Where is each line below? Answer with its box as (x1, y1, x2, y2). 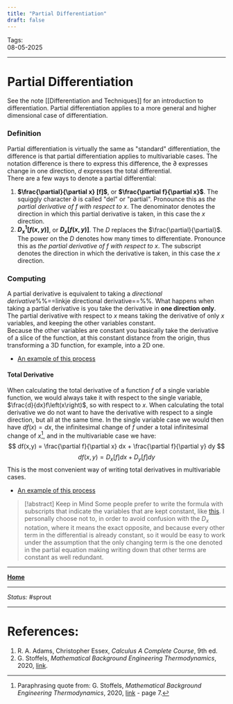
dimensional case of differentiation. (7, 112, 108, 120)
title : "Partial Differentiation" (7, 10, 107, 17)
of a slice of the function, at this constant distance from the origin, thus (7, 334, 210, 342)
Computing (7, 274, 46, 284)
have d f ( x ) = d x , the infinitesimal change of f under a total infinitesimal (7, 422, 209, 431)
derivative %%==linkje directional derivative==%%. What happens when (7, 297, 215, 305)
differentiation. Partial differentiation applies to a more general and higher (7, 104, 217, 112)
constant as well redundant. (24, 553, 104, 561)
